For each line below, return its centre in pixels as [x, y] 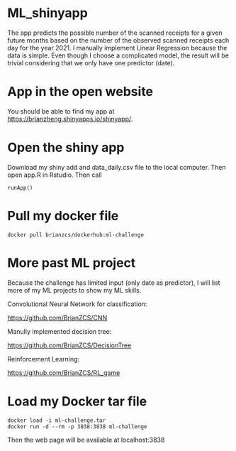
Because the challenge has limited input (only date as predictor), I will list [114, 283]
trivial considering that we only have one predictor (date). [91, 63]
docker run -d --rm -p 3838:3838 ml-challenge [77, 426]
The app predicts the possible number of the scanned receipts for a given [115, 33]
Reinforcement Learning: [44, 359]
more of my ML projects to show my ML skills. [74, 290]
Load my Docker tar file [77, 401]
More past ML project [72, 262]
